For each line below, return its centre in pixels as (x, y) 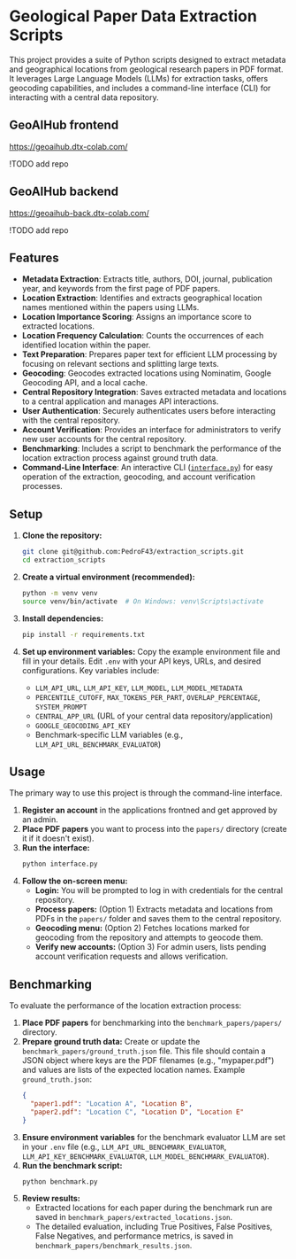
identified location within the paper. (86, 345)
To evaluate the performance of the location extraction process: (125, 1006)
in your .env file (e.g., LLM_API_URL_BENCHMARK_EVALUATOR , (124, 1146)
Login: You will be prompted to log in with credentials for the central (159, 890)
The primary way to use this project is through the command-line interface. (146, 793)
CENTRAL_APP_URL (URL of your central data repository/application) (154, 716)
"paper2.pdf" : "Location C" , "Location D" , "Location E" (137, 1112)
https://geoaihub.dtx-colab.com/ (68, 146)
